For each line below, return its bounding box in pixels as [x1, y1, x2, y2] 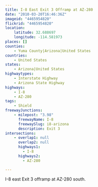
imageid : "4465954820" [5, 16, 51, 21]
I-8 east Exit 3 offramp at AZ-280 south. [5, 176, 86, 182]
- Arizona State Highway [14, 80, 65, 85]
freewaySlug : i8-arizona [18, 122, 69, 126]
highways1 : [18, 145, 41, 150]
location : [5, 26, 25, 31]
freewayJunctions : [5, 108, 43, 113]
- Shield [14, 103, 32, 108]
